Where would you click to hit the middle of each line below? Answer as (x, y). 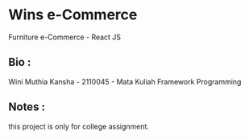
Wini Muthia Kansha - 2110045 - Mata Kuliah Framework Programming (125, 81)
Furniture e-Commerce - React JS (65, 37)
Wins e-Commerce (73, 15)
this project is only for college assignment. (79, 126)
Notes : (27, 107)
